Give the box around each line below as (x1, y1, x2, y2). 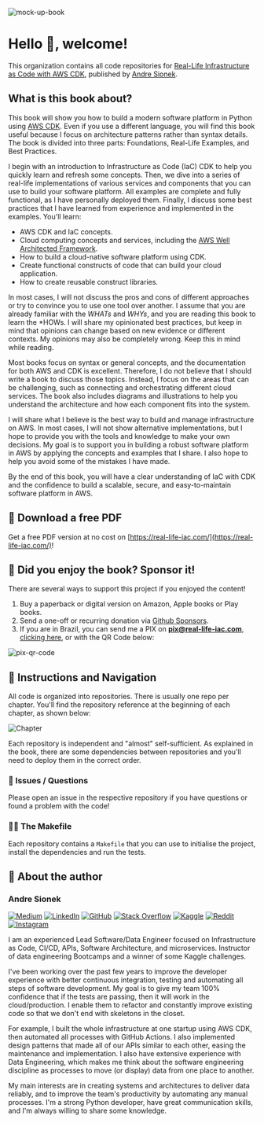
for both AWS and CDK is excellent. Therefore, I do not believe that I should (8, 366, 251, 375)
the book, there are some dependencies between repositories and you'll (8, 747, 242, 757)
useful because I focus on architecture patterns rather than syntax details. (8, 130, 248, 139)
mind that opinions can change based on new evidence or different (8, 326, 225, 335)
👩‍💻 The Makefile (8, 821, 72, 832)
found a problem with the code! (8, 801, 110, 811)
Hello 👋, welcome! (8, 35, 128, 53)
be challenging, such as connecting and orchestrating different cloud (8, 382, 232, 392)
